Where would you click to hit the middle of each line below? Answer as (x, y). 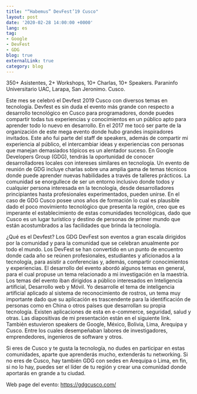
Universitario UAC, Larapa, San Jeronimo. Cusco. (66, 89)
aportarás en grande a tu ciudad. (46, 373)
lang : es (17, 28)
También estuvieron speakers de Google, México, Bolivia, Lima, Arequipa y (97, 325)
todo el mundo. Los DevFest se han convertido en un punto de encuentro (95, 249)
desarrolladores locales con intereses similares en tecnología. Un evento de (98, 163)
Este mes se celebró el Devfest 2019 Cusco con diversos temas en (87, 101)
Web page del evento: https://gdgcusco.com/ (61, 385)
